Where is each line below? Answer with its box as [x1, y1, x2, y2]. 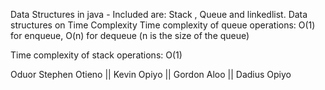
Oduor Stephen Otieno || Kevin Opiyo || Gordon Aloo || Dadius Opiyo [10, 69, 292, 80]
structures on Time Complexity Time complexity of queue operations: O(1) [10, 19, 316, 31]
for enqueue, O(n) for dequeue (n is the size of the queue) [10, 30, 250, 41]
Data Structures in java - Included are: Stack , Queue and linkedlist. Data [10, 9, 308, 20]
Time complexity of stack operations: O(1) [10, 49, 183, 61]
